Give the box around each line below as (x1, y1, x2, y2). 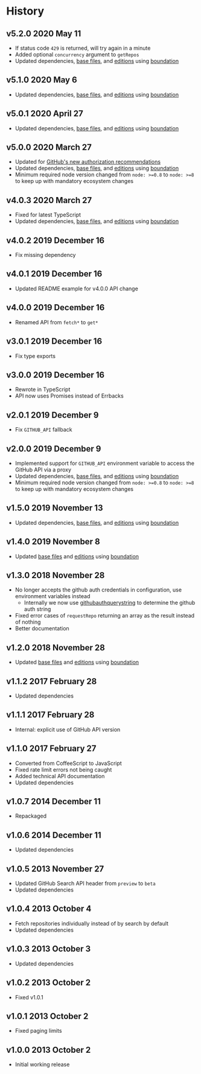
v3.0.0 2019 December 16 (6, 370, 104, 380)
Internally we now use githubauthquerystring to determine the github (24, 599, 196, 607)
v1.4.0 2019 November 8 (6, 536, 101, 547)
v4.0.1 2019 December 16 (6, 268, 103, 279)
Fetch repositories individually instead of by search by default (14, 919, 169, 927)
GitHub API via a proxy (14, 465, 71, 473)
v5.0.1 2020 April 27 (6, 108, 83, 119)
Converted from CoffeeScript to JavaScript (14, 759, 122, 767)
